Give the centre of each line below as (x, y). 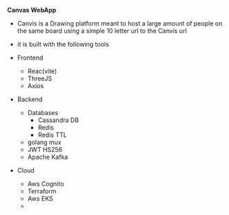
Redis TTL (52, 135)
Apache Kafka (48, 157)
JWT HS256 (45, 149)
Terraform (42, 191)
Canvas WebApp (32, 10)
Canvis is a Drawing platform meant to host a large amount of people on (120, 23)
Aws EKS (40, 198)
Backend (30, 99)
